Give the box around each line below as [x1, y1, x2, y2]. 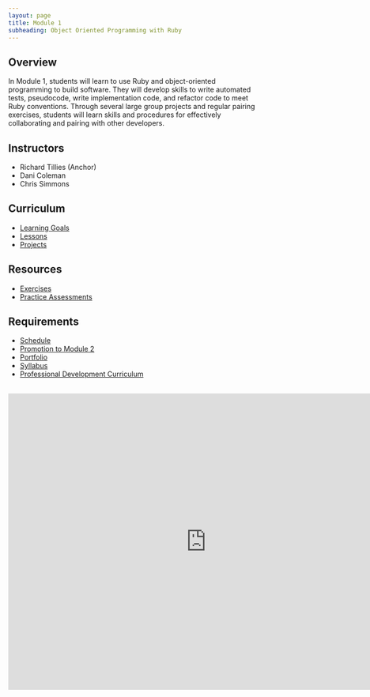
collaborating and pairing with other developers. [8, 119, 164, 128]
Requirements [8, 315, 79, 329]
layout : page [8, 11, 51, 20]
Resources [8, 262, 62, 277]
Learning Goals [19, 223, 70, 232]
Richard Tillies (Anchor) [19, 163, 97, 171]
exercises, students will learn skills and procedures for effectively [8, 110, 221, 119]
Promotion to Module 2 [19, 345, 95, 354]
